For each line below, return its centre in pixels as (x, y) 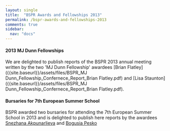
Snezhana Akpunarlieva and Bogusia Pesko (51, 123)
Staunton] (155, 78)
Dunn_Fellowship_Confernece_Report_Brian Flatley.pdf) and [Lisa (74, 78)
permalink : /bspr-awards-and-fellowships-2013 (56, 20)
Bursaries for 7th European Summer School (53, 101)
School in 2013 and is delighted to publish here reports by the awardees (81, 118)
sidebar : (15, 29)
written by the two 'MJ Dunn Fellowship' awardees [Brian (66, 67)
